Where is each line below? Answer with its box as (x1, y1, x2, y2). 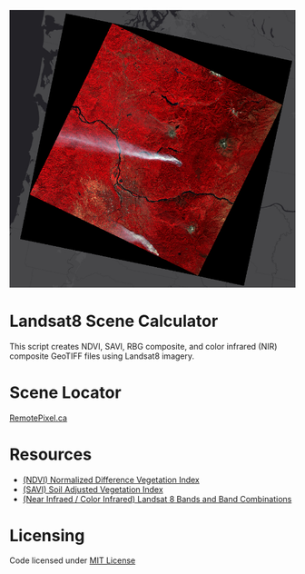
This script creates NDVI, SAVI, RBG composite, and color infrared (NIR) (9, 341, 278, 351)
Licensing (9, 525, 85, 546)
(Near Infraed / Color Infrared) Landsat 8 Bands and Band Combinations (22, 493, 292, 504)
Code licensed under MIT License (9, 555, 136, 566)
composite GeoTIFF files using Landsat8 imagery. (9, 351, 195, 361)
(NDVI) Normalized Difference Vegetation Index (22, 474, 200, 485)
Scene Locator (9, 382, 122, 402)
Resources (9, 444, 93, 464)
